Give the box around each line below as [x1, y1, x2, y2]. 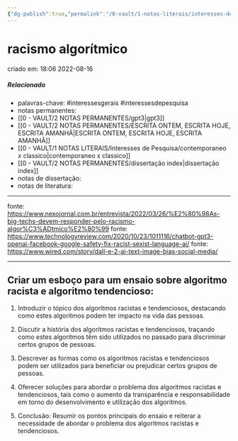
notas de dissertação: [17, 174, 81, 182]
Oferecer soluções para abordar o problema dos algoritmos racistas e [17, 383, 222, 391]
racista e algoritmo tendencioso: [7, 285, 154, 297]
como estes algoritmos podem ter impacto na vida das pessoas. [17, 311, 205, 320]
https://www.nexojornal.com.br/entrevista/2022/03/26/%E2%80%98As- [7, 209, 220, 218]
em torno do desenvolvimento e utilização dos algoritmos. [17, 398, 188, 406]
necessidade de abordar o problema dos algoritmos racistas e [17, 419, 200, 428]
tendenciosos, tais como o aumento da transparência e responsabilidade [17, 391, 230, 399]
